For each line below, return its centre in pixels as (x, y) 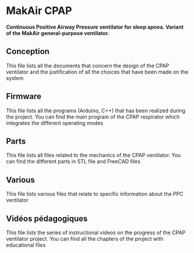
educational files (26, 245)
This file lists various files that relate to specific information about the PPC (95, 194)
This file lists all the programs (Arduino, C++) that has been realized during (96, 110)
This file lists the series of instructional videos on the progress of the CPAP (96, 233)
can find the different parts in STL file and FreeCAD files (73, 161)
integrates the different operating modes (55, 123)
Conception (28, 52)
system (15, 78)
